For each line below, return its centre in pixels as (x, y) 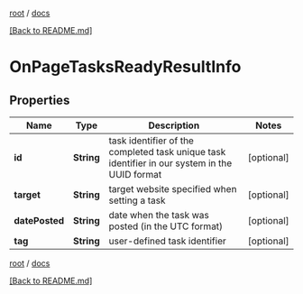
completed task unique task (167, 152)
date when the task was (159, 215)
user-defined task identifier (168, 241)
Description (174, 125)
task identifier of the (151, 141)
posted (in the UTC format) (166, 226)
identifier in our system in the (170, 163)
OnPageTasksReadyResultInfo (125, 67)
